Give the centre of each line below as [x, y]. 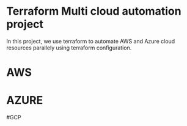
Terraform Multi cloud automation [94, 11]
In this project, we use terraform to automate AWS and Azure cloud [91, 41]
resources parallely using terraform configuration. [69, 48]
